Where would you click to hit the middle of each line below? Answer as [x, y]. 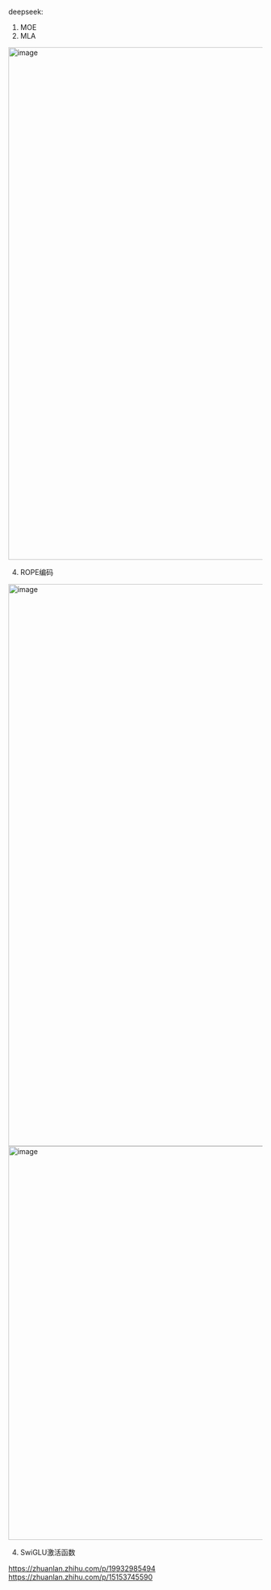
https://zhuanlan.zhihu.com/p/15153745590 [81, 1577]
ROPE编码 [37, 572]
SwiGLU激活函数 [48, 1552]
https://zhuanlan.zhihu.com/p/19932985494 [82, 1569]
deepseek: [26, 12]
